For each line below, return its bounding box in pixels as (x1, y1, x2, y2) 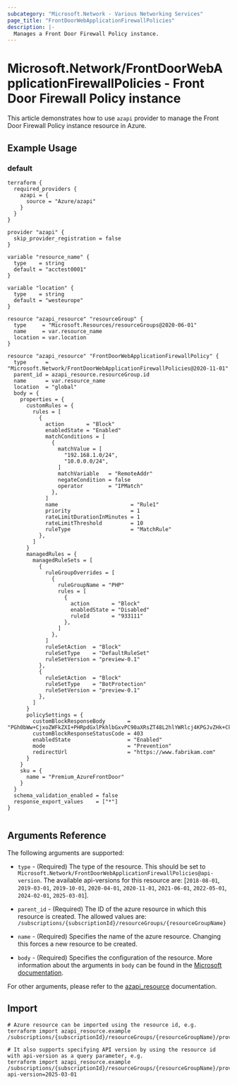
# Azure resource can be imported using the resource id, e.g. (7, 1021, 197, 1028)
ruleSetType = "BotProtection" (44, 680, 147, 687)
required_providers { (13, 185, 78, 192)
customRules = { (25, 402, 74, 409)
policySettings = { (25, 712, 83, 719)
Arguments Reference (7, 830, 107, 842)
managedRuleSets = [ (32, 557, 93, 564)
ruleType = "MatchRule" (44, 526, 172, 533)
